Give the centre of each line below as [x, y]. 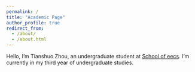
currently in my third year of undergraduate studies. [70, 62]
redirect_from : [25, 28]
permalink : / [22, 12]
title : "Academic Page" [36, 17]
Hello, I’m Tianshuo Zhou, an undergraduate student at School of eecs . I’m [98, 56]
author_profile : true [33, 23]
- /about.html [29, 39]
